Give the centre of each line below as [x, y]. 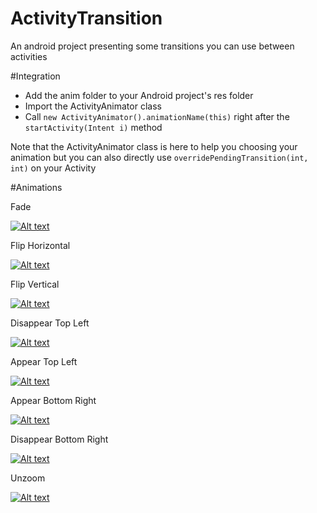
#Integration [35, 76]
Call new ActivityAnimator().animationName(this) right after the [157, 116]
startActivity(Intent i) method [93, 127]
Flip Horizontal [40, 245]
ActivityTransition [86, 18]
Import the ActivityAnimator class [93, 106]
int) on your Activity [53, 168]
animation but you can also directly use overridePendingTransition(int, [159, 157]
